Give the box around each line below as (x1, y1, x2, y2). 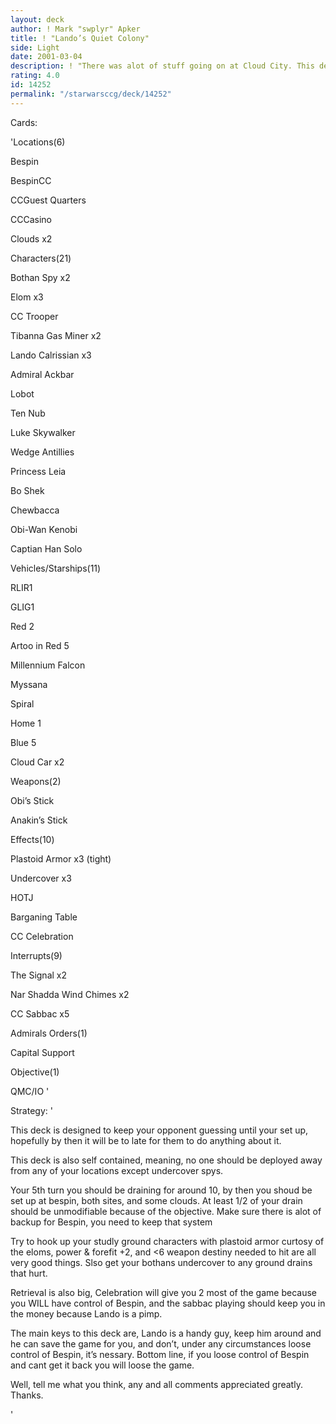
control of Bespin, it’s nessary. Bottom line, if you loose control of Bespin (10, 1348, 310, 1360)
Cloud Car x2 (10, 756, 65, 768)
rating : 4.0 (10, 71, 60, 81)
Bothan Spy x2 (10, 271, 71, 283)
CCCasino (10, 213, 52, 225)
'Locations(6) (10, 136, 66, 148)
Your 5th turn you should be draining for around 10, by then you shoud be (10, 1184, 313, 1196)
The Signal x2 (10, 969, 68, 981)
